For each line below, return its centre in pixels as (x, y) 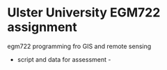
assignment (42, 27)
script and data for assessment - (64, 59)
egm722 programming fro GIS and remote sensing (79, 46)
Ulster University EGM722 (84, 13)
